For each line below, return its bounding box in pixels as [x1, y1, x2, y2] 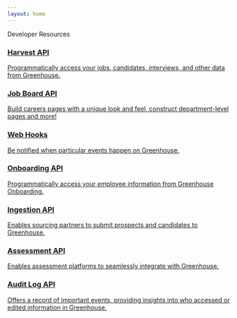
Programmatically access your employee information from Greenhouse [7, 179, 214, 188]
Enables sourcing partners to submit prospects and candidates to [7, 220, 198, 230]
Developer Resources [7, 30, 71, 38]
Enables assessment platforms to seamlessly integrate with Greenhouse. [7, 262, 219, 271]
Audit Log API [7, 280, 55, 290]
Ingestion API [7, 204, 54, 214]
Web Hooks [7, 130, 48, 140]
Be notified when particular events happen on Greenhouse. [7, 146, 180, 154]
